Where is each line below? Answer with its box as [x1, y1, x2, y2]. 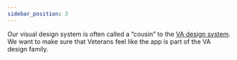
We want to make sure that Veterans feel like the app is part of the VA [7, 37, 211, 46]
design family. [7, 44, 48, 53]
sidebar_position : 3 [7, 10, 69, 18]
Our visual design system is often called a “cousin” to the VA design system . [7, 30, 231, 38]
